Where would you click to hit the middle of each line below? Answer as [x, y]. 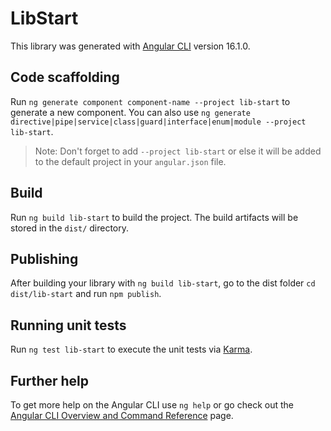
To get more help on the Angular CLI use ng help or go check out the [152, 405]
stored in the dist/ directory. [70, 228]
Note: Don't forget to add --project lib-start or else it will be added [178, 151]
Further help [50, 380]
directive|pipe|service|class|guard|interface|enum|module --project [158, 122]
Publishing [44, 258]
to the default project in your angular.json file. [130, 161]
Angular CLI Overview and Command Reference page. [122, 415]
